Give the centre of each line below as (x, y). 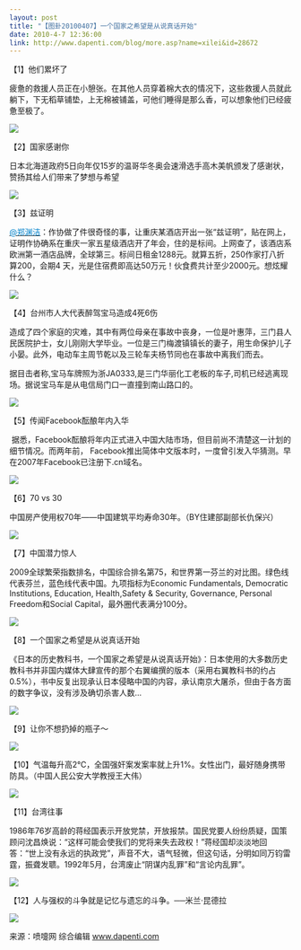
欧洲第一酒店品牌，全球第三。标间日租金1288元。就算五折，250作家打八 (143, 255)
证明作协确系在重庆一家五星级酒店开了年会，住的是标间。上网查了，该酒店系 (150, 243)
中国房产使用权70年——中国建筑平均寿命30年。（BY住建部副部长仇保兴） (144, 517)
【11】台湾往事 (36, 812)
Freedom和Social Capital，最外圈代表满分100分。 (101, 604)
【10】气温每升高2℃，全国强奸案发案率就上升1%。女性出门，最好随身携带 (147, 765)
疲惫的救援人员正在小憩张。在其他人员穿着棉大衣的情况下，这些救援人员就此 (150, 88)
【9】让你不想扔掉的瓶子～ (59, 729)
